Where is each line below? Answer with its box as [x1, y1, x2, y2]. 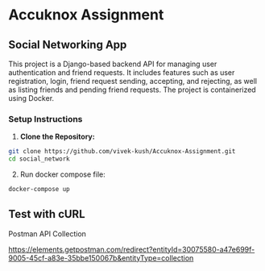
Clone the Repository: [19, 131, 95, 142]
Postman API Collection [8, 228, 87, 239]
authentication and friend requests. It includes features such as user [8, 68, 235, 77]
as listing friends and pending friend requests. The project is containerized [8, 85, 256, 94]
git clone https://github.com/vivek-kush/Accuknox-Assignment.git [8, 148, 236, 156]
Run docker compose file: [19, 169, 106, 179]
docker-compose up [8, 186, 70, 194]
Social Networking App [8, 38, 127, 52]
